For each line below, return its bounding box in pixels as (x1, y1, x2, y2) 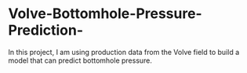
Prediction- (8, 21, 84, 39)
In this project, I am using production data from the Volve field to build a (8, 47, 240, 57)
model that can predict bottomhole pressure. (8, 56, 153, 65)
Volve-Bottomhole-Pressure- (8, 5, 202, 23)
